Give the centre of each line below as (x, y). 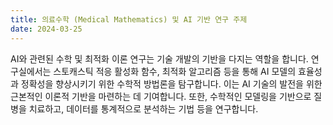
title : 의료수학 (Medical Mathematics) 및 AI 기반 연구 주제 (129, 19)
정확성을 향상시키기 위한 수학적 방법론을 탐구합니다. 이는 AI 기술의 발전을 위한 (171, 83)
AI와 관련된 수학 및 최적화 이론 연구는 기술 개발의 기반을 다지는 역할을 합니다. (159, 58)
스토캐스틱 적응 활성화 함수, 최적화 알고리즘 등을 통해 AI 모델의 (175, 71)
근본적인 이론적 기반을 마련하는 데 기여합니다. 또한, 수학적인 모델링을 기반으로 (161, 96)
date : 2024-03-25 (46, 29)
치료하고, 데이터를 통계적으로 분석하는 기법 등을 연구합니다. (143, 108)
